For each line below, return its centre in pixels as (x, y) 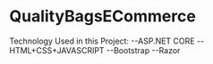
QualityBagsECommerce (103, 16)
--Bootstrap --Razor (143, 50)
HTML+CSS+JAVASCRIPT (57, 50)
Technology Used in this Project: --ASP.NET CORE (102, 41)
